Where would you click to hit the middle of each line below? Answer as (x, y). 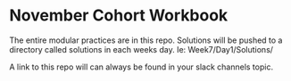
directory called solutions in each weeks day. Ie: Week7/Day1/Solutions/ (141, 49)
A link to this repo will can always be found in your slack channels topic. (141, 67)
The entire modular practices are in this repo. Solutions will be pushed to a (146, 40)
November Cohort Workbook (119, 16)
